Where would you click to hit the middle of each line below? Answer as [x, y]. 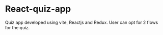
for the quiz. [17, 27]
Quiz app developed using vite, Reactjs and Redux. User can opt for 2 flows [81, 22]
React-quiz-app [38, 9]
